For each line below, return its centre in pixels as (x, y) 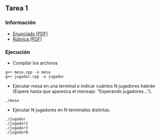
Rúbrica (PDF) (27, 39)
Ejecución (18, 52)
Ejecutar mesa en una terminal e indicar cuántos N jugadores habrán (84, 86)
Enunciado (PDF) (30, 33)
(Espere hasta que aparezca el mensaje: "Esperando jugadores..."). (82, 91)
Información (21, 23)
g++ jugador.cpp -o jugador (35, 77)
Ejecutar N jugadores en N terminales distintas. (61, 110)
